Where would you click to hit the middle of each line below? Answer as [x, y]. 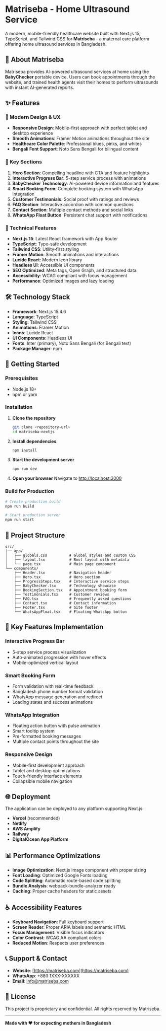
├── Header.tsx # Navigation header [63, 573]
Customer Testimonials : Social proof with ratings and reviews [76, 199]
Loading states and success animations [52, 702]
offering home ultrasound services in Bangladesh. [56, 44]
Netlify [20, 823]
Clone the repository [34, 418]
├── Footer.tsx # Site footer [56, 607]
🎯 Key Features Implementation [54, 627]
